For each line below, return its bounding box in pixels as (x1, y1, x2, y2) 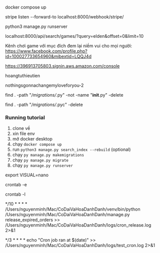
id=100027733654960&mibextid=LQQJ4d (5, 53, 92, 59)
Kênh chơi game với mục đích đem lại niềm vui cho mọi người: (5, 43, 133, 49)
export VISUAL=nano (5, 172, 49, 178)
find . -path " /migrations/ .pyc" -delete (5, 102, 83, 108)
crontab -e (5, 182, 27, 188)
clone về (12, 126, 30, 131)
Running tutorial (5, 114, 45, 121)
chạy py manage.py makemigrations (12, 152, 84, 158)
